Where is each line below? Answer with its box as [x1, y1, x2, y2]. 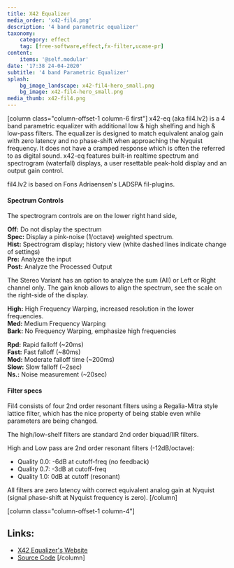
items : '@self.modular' [20, 56, 89, 63]
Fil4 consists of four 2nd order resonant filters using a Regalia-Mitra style [7, 402, 219, 410]
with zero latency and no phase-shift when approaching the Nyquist [7, 137, 203, 144]
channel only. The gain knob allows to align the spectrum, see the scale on [7, 283, 222, 292]
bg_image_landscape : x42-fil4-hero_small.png [20, 82, 155, 89]
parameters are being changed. [7, 417, 98, 425]
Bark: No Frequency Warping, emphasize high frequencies [7, 327, 177, 335]
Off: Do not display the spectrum [7, 225, 102, 234]
